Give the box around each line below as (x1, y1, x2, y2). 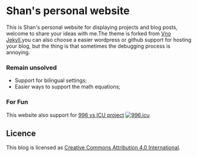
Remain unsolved (6, 63, 57, 71)
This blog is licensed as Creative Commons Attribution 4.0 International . (6, 144, 181, 151)
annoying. (6, 48, 31, 55)
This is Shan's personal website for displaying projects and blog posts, (6, 24, 178, 31)
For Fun (6, 98, 28, 106)
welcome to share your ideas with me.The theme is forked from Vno (6, 30, 171, 37)
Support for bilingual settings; (14, 77, 87, 84)
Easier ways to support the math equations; (14, 83, 121, 90)
